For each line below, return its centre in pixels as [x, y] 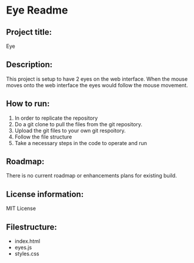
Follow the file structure [43, 137]
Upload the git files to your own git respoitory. [70, 130]
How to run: [28, 104]
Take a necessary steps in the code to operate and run [81, 143]
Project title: [29, 32]
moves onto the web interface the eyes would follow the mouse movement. [97, 85]
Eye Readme [37, 10]
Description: [29, 65]
